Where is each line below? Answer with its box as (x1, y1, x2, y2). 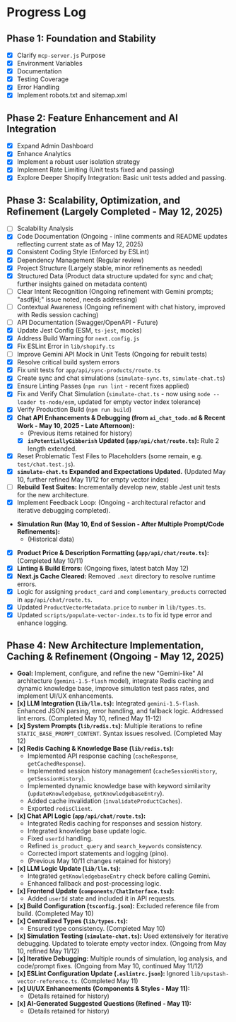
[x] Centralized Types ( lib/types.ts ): (16, 917, 129, 925)
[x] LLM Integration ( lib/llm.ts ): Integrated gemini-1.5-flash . (16, 699, 200, 708)
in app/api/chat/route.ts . (16, 595, 93, 604)
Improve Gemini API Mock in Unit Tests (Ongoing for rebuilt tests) (16, 350, 208, 359)
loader (16, 399, 37, 406)
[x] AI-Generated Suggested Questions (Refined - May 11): (16, 999, 191, 1008)
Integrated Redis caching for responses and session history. (27, 819, 203, 828)
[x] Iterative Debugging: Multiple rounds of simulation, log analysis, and (16, 954, 228, 963)
